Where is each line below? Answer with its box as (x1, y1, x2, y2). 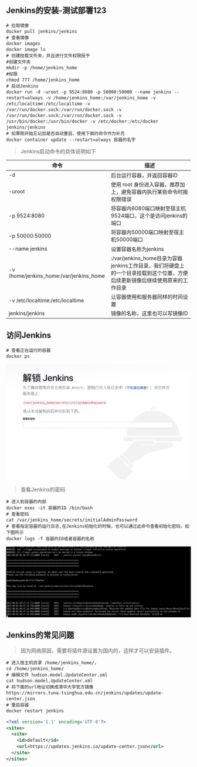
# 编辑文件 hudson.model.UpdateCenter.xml (6, 672, 108, 678)
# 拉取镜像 (6, 22, 29, 28)
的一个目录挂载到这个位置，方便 (110, 269, 188, 276)
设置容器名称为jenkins (110, 245, 164, 253)
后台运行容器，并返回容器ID (110, 171, 178, 179)
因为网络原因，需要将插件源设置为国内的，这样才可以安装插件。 (20, 647, 175, 654)
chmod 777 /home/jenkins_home (6, 77, 80, 83)
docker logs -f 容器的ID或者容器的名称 (6, 536, 95, 542)
